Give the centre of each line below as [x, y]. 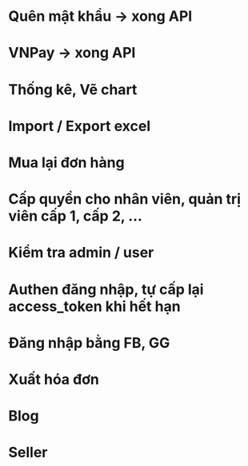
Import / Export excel [80, 126]
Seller [28, 453]
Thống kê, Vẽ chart [73, 89]
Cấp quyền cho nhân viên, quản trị [125, 199]
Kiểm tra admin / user [81, 253]
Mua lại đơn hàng [67, 162]
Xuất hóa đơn [54, 379]
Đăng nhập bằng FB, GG [89, 343]
